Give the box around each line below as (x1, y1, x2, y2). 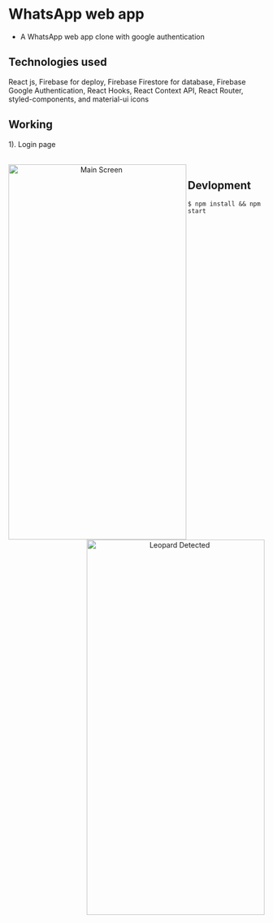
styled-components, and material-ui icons (8, 94, 149, 104)
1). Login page (8, 139, 56, 149)
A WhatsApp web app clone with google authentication (19, 32, 206, 41)
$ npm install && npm (188, 200, 262, 208)
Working (8, 118, 53, 132)
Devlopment (188, 178, 252, 192)
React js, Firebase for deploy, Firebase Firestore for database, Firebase (8, 76, 246, 86)
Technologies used (8, 55, 107, 69)
